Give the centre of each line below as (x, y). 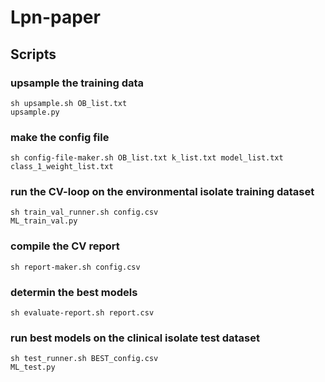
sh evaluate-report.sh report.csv (82, 313)
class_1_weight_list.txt (62, 167)
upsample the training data (77, 83)
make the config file (60, 137)
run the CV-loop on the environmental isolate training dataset (162, 192)
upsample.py (35, 112)
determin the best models (74, 292)
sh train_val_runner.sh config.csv (84, 212)
